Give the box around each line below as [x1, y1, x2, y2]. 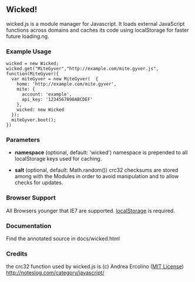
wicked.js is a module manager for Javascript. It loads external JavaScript [6, 20, 185, 27]
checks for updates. [14, 179, 63, 186]
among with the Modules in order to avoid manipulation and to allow [14, 173, 179, 180]
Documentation [6, 222, 52, 230]
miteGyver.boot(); [11, 117, 57, 123]
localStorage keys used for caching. [14, 155, 102, 162]
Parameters [6, 136, 40, 144]
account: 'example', [21, 91, 72, 97]
